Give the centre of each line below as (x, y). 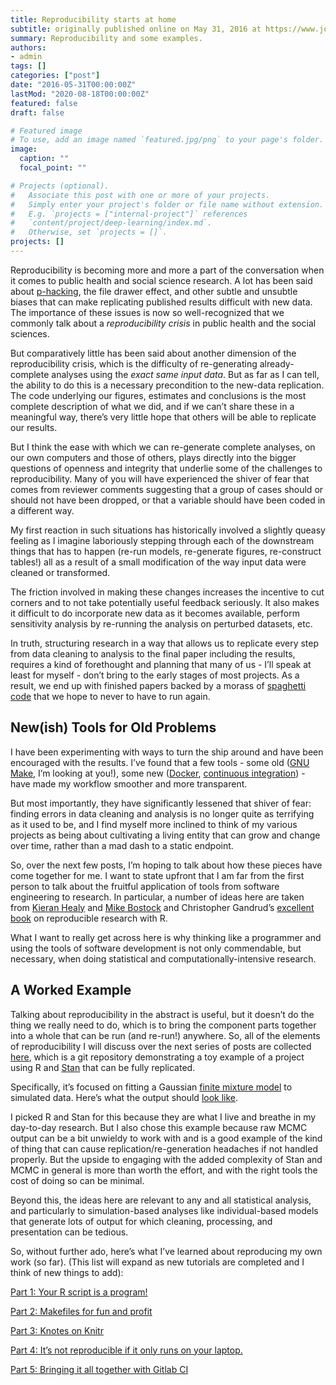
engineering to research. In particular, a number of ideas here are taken (157, 897)
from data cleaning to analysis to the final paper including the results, (153, 653)
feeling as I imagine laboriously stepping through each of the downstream (162, 540)
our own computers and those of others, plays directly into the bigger (153, 457)
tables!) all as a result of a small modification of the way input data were (158, 562)
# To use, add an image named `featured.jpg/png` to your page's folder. (167, 140)
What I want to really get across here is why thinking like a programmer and (166, 937)
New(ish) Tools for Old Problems (113, 727)
